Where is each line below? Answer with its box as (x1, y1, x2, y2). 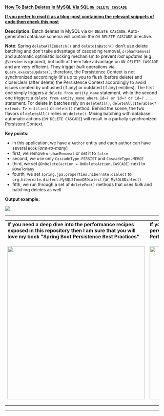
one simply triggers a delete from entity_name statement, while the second (5, 90, 157, 95)
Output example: (5, 196, 40, 202)
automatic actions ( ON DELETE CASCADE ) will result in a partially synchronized (5, 116, 157, 121)
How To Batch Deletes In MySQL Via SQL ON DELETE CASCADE (5, 4, 127, 10)
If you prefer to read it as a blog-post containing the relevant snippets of (5, 14, 155, 19)
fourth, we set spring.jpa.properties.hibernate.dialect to (12, 171, 132, 177)
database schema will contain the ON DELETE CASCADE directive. (26, 34, 153, 39)
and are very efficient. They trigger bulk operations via (5, 64, 115, 69)
